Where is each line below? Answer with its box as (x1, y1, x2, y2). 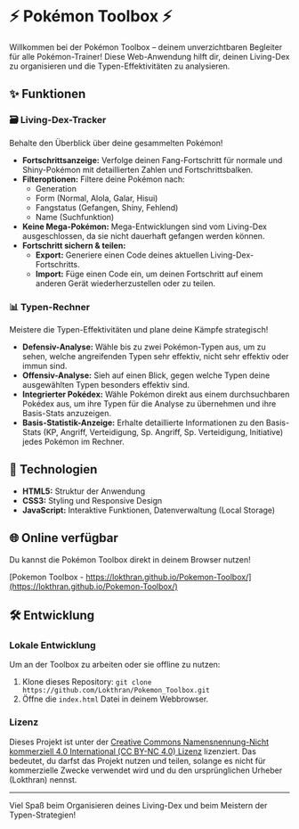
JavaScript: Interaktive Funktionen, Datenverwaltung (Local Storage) (21, 505, 276, 515)
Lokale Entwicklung (9, 638, 96, 651)
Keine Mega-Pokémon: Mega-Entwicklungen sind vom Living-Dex (21, 221, 267, 232)
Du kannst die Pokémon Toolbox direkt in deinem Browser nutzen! (9, 554, 251, 565)
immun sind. (21, 360, 68, 371)
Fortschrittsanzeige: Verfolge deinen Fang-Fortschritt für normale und (21, 154, 283, 165)
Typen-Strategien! (9, 809, 77, 820)
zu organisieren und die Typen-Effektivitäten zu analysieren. (9, 61, 230, 71)
